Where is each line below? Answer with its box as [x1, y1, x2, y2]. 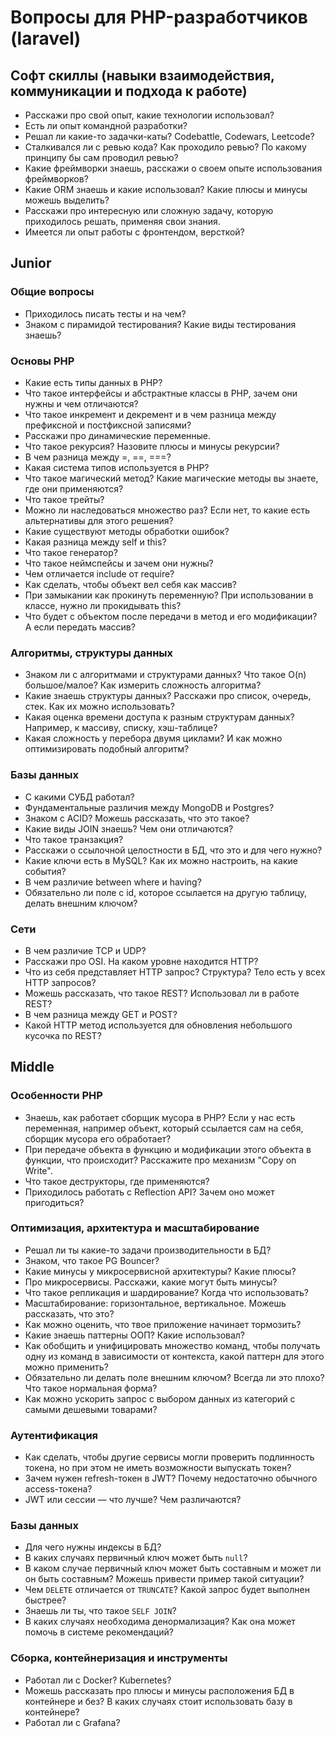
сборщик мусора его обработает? [24, 1132, 172, 1145]
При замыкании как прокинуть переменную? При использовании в [24, 589, 314, 601]
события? [24, 865, 67, 877]
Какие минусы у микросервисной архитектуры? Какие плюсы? [24, 1265, 297, 1277]
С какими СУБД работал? [24, 791, 135, 803]
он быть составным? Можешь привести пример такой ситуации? [24, 1573, 305, 1585]
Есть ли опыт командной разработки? [24, 120, 188, 131]
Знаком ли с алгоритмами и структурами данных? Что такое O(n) [24, 669, 307, 681]
